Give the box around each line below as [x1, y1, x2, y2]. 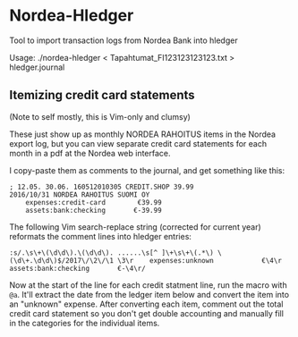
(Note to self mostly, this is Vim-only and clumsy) [9, 111, 191, 122]
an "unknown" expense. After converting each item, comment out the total [9, 299, 284, 309]
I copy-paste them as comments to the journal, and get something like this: [9, 164, 285, 175]
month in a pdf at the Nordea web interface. [9, 147, 172, 158]
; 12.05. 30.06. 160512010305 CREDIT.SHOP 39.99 [9, 182, 194, 191]
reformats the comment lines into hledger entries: [9, 231, 192, 241]
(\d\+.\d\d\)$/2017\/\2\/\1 [9, 256, 115, 265]
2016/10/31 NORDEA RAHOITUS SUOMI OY [9, 190, 150, 199]
